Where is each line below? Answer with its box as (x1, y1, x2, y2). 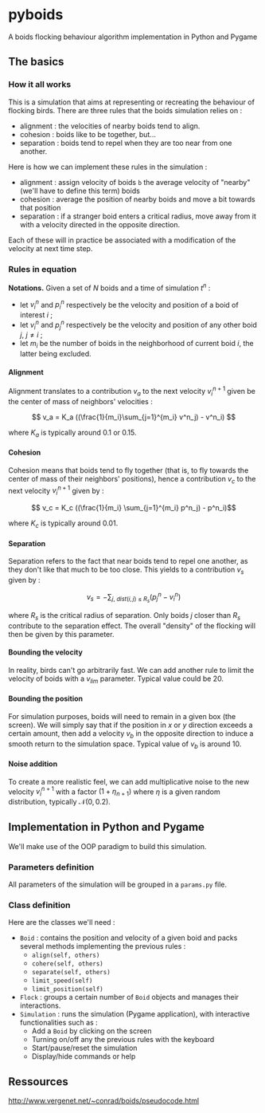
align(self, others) (31, 951, 100, 960)
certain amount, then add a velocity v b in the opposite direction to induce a (8, 728, 254, 740)
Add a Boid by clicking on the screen (31, 1026, 153, 1036)
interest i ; (19, 310, 53, 320)
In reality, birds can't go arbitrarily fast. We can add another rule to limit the (8, 665, 255, 674)
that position (19, 203, 61, 212)
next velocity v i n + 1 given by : (8, 484, 105, 498)
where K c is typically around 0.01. (8, 518, 119, 529)
